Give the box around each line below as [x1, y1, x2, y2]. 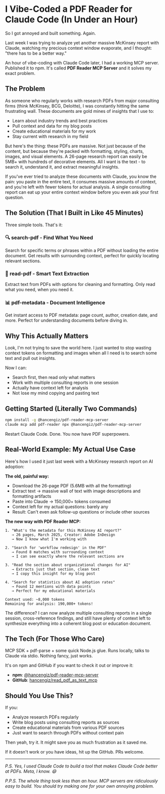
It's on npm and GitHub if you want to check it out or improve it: [5, 662, 134, 668]
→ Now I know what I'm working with [11, 536, 87, 542]
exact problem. [5, 70, 36, 76]
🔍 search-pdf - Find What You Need [5, 234, 93, 241]
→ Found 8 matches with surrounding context [11, 550, 105, 554]
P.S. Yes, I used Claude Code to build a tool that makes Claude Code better [5, 763, 158, 769]
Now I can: [5, 365, 27, 371]
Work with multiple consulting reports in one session [12, 380, 119, 385]
